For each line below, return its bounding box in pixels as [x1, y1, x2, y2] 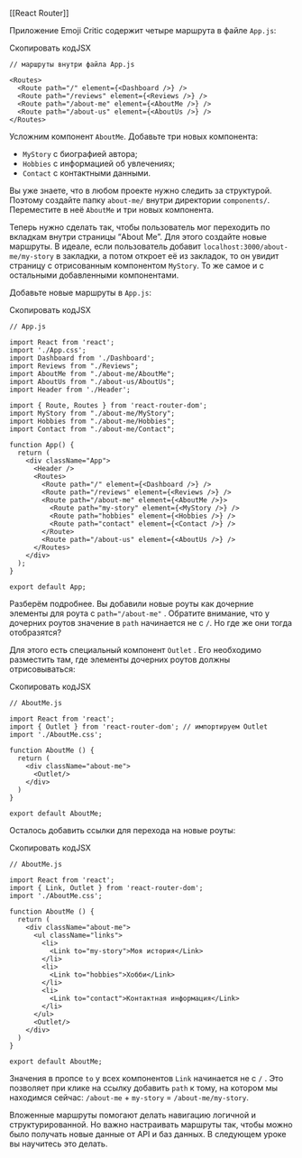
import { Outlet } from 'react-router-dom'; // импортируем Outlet [9, 722, 269, 731]
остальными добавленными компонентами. [9, 270, 179, 280]
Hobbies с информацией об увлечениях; [22, 158, 176, 169]
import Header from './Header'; [9, 385, 131, 394]
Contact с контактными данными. [22, 168, 151, 179]
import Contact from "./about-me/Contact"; [9, 425, 176, 434]
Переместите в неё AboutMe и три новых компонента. [9, 205, 215, 215]
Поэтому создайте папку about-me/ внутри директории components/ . [9, 195, 270, 206]
